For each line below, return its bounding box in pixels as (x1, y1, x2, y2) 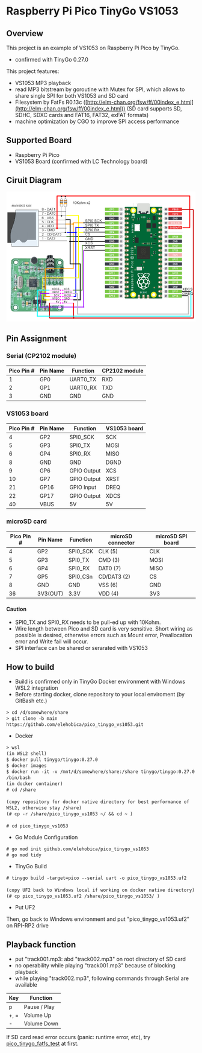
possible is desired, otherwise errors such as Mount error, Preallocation (14, 632, 192, 639)
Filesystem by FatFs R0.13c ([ (14, 98, 88, 106)
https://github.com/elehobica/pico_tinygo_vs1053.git (6, 722, 144, 728)
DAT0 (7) (98, 564, 121, 571)
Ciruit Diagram (6, 175, 62, 185)
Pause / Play (23, 1003, 55, 1010)
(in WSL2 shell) (6, 751, 47, 757)
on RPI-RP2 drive (6, 922, 49, 929)
